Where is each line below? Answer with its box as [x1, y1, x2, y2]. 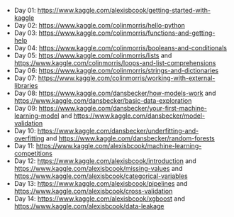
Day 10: [13, 127, 36, 135]
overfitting [13, 134, 45, 143]
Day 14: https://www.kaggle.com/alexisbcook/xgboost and [13, 194, 186, 203]
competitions [13, 149, 53, 157]
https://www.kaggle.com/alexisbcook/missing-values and [13, 165, 183, 172]
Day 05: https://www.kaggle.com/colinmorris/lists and [13, 51, 172, 60]
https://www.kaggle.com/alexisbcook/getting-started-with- [37, 6, 211, 14]
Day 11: [13, 142, 35, 150]
